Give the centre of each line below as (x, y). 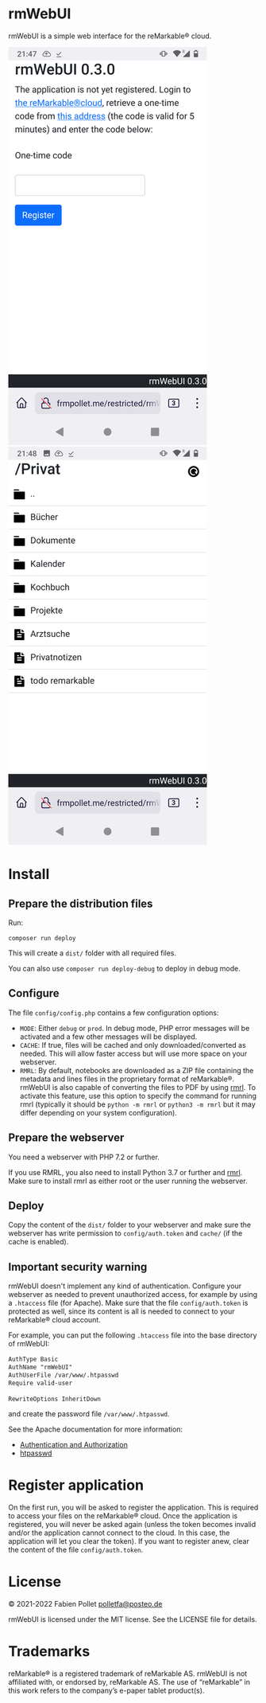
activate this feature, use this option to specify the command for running (138, 1096)
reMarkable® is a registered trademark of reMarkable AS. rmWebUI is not (128, 1674)
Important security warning (78, 1267)
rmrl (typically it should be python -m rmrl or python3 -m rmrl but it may (137, 1104)
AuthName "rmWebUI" (40, 1367)
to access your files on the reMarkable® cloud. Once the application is (123, 1516)
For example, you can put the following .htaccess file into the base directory (133, 1335)
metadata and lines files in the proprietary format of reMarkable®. (127, 1079)
